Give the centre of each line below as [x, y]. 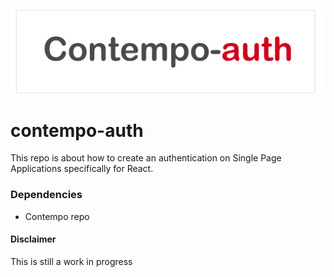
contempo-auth [77, 130]
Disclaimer [33, 239]
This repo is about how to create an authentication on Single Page [146, 158]
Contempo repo [57, 216]
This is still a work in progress [71, 261]
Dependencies [46, 195]
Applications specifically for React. [82, 169]
